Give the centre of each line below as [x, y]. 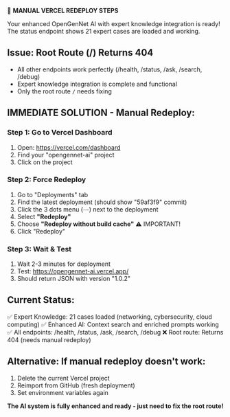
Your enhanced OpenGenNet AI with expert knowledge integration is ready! [114, 24]
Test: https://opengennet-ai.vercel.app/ [73, 271]
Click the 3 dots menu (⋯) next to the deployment [88, 209]
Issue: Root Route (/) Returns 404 [80, 53]
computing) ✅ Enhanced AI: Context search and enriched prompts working [113, 324]
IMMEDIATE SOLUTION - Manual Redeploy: [101, 113]
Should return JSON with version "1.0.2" [74, 279]
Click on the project [45, 162]
